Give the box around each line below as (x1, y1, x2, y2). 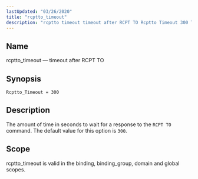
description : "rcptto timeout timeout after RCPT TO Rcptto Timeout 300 (6, 19, 189, 25)
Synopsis (6, 74, 41, 84)
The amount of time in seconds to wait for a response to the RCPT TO (6, 121, 171, 128)
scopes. (6, 166, 25, 173)
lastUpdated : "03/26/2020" (6, 8, 72, 15)
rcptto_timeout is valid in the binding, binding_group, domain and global (6, 160, 180, 167)
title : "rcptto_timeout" (6, 14, 67, 20)
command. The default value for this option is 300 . (6, 127, 128, 134)
